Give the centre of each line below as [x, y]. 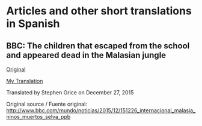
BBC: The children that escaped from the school [98, 46]
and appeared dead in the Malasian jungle [86, 55]
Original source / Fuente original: [47, 104]
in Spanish [33, 24]
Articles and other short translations [99, 11]
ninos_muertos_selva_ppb [38, 117]
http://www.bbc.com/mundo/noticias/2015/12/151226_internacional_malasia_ [101, 110]
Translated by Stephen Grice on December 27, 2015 [70, 93]
